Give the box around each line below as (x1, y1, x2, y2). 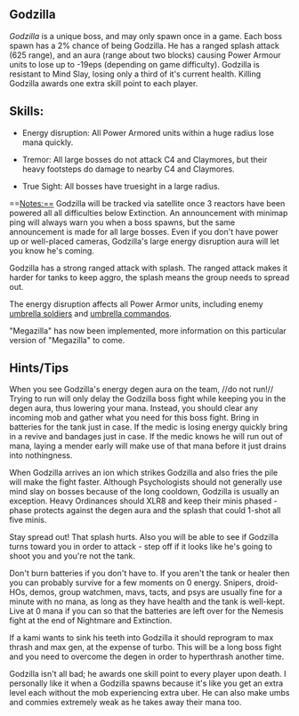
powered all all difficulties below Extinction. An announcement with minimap (9, 207, 288, 218)
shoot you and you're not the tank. (9, 551, 136, 561)
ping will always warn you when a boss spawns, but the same (9, 217, 236, 228)
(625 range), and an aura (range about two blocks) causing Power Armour (9, 49, 281, 60)
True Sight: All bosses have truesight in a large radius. (21, 181, 221, 191)
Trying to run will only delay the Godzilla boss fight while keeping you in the (9, 393, 287, 404)
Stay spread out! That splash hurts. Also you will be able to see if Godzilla (9, 532, 279, 543)
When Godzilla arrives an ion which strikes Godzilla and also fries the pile (9, 467, 279, 479)
